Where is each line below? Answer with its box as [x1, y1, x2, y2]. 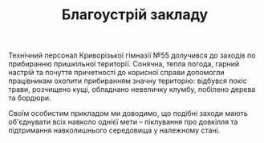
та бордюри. [8, 93, 51, 103]
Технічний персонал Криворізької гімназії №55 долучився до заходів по [8, 50, 256, 61]
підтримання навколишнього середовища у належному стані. [8, 125, 221, 135]
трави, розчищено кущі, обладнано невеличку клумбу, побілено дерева [8, 85, 256, 94]
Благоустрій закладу [61, 6, 209, 24]
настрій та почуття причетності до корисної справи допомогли [8, 68, 225, 77]
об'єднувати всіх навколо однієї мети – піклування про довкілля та [8, 117, 238, 127]
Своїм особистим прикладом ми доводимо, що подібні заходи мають [8, 109, 249, 118]
